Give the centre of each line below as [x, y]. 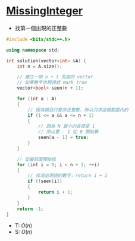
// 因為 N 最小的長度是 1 [66, 126]
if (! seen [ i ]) [45, 181]
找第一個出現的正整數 [41, 28]
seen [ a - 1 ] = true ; [63, 138]
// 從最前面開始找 [37, 159]
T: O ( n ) [23, 226]
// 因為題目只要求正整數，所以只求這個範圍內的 [78, 110]
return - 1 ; [30, 209]
